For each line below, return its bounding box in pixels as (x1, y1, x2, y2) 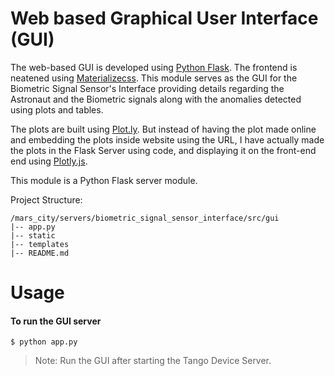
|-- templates (10, 239, 70, 249)
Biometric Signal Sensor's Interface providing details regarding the (10, 82, 285, 94)
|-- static (10, 230, 56, 241)
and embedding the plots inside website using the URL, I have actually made (10, 133, 325, 146)
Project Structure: (10, 193, 83, 206)
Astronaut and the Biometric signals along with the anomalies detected (10, 93, 302, 105)
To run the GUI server (10, 315, 102, 327)
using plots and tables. (10, 103, 104, 116)
